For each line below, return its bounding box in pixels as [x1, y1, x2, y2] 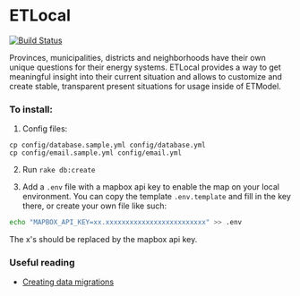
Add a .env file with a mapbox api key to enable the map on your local [21, 182, 280, 192]
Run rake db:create [21, 165, 96, 175]
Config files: [21, 123, 68, 134]
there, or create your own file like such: [21, 200, 167, 211]
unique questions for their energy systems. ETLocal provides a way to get [9, 62, 282, 72]
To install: [9, 103, 54, 115]
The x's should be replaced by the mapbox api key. [9, 234, 198, 245]
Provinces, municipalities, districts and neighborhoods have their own [9, 52, 266, 63]
